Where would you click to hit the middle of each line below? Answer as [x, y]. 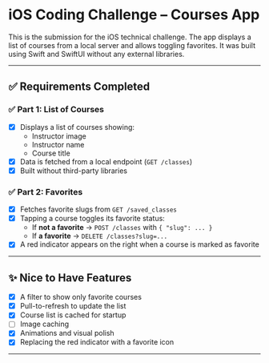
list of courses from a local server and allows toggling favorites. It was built [132, 45]
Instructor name [58, 144]
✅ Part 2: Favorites [46, 192]
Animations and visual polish [67, 333]
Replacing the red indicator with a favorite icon [97, 342]
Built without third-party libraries [74, 171]
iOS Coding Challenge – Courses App [134, 15]
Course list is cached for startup [73, 315]
